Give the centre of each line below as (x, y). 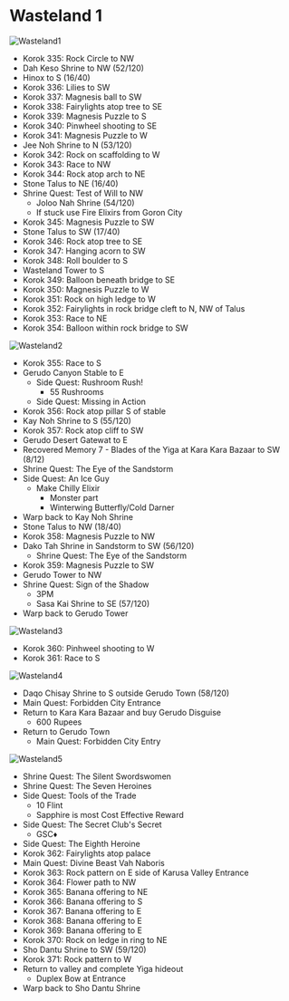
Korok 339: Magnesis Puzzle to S (84, 116)
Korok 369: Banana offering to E (82, 930)
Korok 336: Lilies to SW (66, 87)
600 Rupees (59, 722)
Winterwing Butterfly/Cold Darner (112, 507)
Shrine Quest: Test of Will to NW (82, 193)
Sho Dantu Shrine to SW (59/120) (84, 949)
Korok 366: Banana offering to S (82, 901)
